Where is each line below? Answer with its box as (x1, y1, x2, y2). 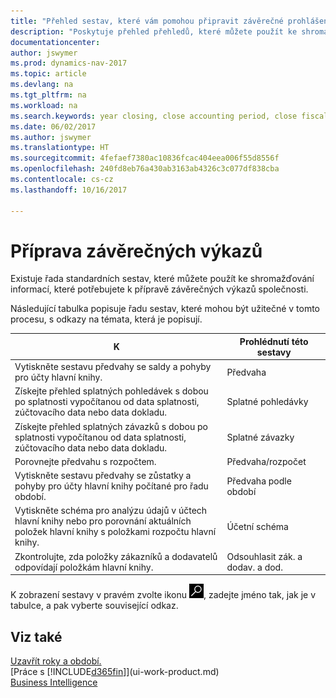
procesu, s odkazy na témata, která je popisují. (10, 313, 203, 325)
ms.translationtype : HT (10, 143, 110, 153)
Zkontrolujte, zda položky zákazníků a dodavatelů (14, 550, 218, 562)
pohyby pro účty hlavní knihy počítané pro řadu (14, 480, 209, 492)
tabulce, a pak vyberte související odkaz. (10, 600, 179, 612)
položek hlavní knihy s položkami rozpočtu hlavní (14, 526, 217, 538)
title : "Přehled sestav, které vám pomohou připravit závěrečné (10, 16, 284, 26)
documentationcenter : (10, 37, 101, 47)
